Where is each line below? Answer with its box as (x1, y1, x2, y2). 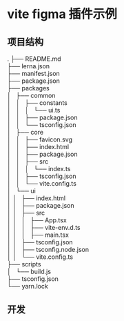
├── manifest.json (7, 70, 60, 77)
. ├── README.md (7, 55, 61, 63)
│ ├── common (7, 91, 56, 99)
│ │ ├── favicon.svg (7, 135, 72, 144)
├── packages (7, 84, 50, 92)
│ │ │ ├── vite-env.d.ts (7, 224, 81, 231)
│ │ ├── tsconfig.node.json (7, 246, 90, 253)
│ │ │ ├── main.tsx (7, 231, 69, 239)
